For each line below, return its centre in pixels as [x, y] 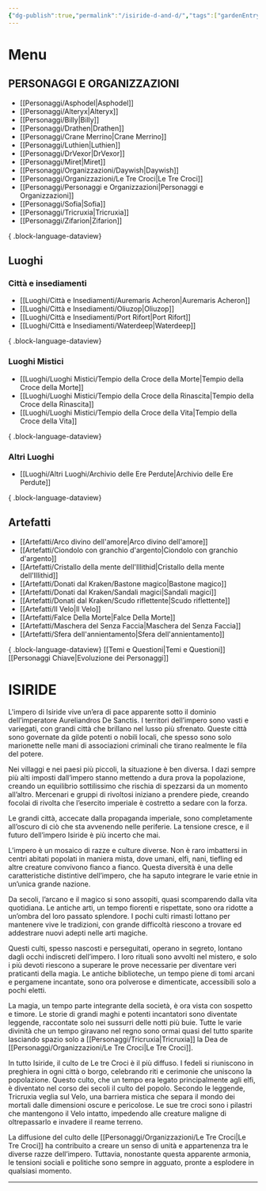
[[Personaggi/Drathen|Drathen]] [72, 128]
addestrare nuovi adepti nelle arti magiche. [78, 933]
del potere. [26, 753]
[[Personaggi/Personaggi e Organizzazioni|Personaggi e [112, 187]
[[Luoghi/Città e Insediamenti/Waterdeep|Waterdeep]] [108, 326]
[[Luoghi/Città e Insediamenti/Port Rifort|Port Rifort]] [105, 317]
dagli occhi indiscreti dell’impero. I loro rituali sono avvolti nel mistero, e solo [133, 956]
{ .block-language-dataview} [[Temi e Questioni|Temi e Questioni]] [117, 649]
